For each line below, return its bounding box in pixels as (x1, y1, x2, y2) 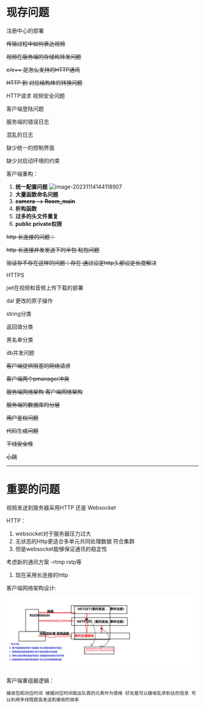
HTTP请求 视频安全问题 (6, 92, 65, 99)
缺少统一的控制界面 (6, 144, 55, 151)
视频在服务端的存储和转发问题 (6, 53, 81, 60)
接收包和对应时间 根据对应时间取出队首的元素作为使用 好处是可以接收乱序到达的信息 (6, 690, 189, 696)
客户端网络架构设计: (6, 584, 57, 591)
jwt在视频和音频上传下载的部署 (6, 284, 84, 291)
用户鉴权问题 (6, 414, 38, 421)
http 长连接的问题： (6, 233, 56, 240)
